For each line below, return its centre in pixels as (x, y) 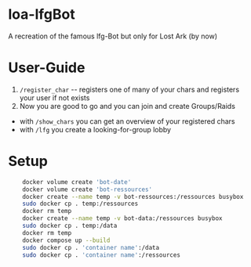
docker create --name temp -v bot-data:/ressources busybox (122, 218)
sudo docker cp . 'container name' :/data (91, 247)
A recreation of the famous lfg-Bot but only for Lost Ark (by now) (113, 36)
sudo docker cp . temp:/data (70, 226)
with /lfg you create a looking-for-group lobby (95, 129)
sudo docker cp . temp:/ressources (80, 204)
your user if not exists (55, 97)
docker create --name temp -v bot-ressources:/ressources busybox (133, 197)
